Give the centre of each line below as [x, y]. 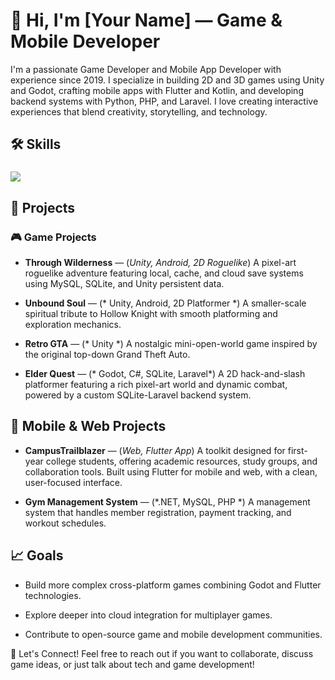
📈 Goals [37, 555]
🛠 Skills [36, 144]
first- [297, 450]
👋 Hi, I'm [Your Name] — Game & [146, 20]
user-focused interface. [73, 482]
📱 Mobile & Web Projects [88, 426]
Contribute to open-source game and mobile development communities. [173, 634]
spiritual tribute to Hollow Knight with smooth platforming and [151, 313]
